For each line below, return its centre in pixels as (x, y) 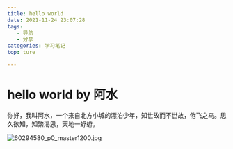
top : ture (22, 53)
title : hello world (35, 14)
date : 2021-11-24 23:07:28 (46, 20)
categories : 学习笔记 (37, 46)
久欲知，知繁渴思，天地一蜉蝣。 (53, 124)
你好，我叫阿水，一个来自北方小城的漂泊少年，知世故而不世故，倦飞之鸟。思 (117, 115)
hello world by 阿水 (63, 95)
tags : (15, 26)
